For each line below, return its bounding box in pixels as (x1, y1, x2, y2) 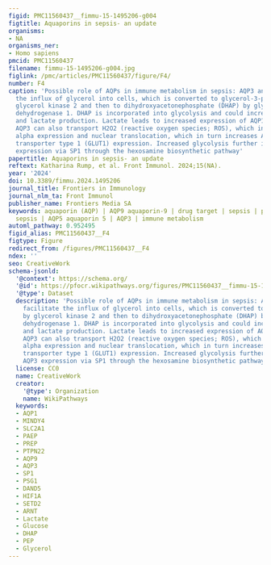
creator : (15, 379, 45, 387)
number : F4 (8, 79, 45, 87)
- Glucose (15, 522, 48, 530)
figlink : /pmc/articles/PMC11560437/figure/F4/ (8, 72, 172, 80)
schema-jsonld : (8, 267, 60, 275)
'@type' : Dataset (15, 290, 74, 298)
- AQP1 (15, 409, 38, 418)
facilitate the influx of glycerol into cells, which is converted (23, 304, 254, 312)
